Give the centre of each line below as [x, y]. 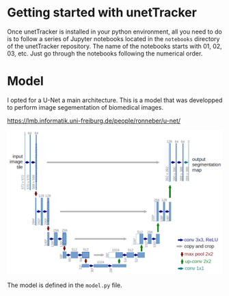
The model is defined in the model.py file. [65, 285]
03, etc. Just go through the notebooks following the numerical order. [105, 53]
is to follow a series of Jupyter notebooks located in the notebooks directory [113, 38]
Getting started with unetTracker [102, 13]
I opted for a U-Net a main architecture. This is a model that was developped [115, 100]
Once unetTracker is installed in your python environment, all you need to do [114, 32]
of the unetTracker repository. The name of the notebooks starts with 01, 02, [114, 46]
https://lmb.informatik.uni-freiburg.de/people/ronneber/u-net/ [94, 121]
